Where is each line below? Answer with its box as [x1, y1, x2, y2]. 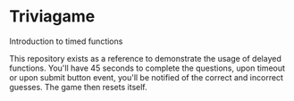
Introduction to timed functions [9, 36, 123, 46]
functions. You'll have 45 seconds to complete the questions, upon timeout [9, 63, 286, 73]
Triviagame [9, 6, 96, 27]
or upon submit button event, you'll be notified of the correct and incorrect [9, 72, 284, 82]
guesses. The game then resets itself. [9, 81, 147, 92]
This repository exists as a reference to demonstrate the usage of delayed [9, 53, 281, 63]
